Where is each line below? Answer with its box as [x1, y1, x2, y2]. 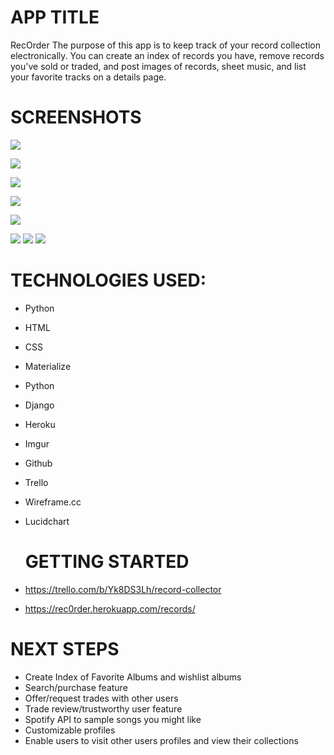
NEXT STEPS [10, 637, 120, 660]
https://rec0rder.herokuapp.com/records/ [24, 602, 196, 615]
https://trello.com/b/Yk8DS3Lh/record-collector [24, 583, 222, 595]
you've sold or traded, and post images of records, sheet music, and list [10, 60, 307, 72]
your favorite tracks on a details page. [10, 71, 167, 83]
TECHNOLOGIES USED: [10, 269, 207, 292]
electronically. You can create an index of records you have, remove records [10, 49, 325, 61]
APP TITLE [10, 6, 100, 29]
